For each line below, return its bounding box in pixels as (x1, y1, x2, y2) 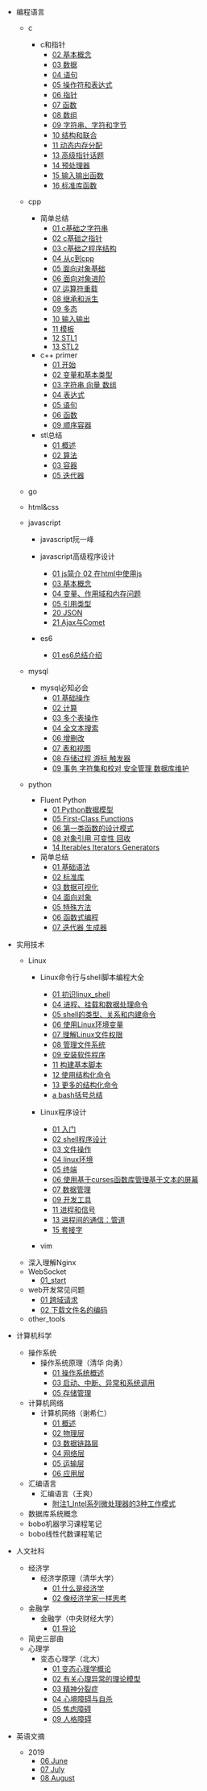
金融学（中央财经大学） (39, 1614, 118, 1623)
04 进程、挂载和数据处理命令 (52, 999, 149, 1009)
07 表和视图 (52, 743, 91, 753)
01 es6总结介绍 (52, 651, 102, 660)
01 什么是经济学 (52, 1583, 105, 1593)
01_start (39, 1276, 67, 1284)
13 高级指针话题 (52, 151, 105, 159)
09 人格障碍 (52, 1714, 92, 1723)
